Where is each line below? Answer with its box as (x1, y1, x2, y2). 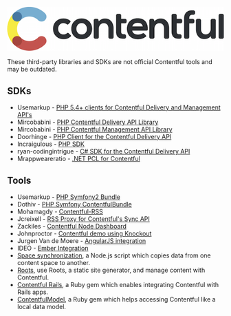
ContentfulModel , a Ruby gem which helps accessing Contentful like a (16, 295, 216, 304)
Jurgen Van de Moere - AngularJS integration (16, 237, 146, 245)
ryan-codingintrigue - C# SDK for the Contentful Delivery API (16, 147, 190, 156)
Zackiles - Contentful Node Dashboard (16, 222, 127, 231)
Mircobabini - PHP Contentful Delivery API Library (16, 118, 159, 127)
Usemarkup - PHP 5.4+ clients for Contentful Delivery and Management (16, 103, 221, 112)
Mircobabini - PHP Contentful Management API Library (16, 125, 173, 134)
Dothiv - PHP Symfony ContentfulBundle (16, 200, 132, 209)
